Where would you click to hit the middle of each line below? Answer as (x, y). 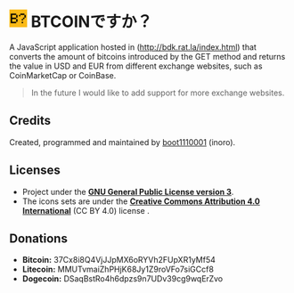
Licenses (35, 171)
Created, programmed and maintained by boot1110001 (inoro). (122, 142)
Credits (30, 121)
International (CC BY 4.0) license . (86, 210)
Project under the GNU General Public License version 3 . (128, 191)
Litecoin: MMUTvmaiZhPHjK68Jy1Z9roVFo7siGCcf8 (118, 269)
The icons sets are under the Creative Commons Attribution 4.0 (141, 201)
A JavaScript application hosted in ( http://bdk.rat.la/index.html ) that (133, 47)
